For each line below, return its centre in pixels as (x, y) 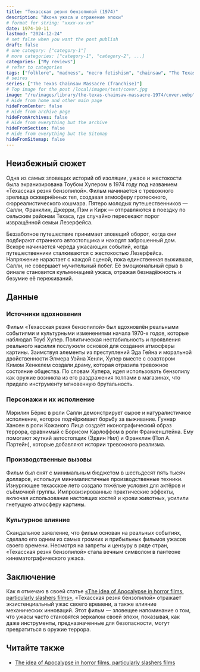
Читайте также (35, 648)
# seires (17, 78)
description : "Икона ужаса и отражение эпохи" (65, 17)
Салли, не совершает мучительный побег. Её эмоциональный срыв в (95, 266)
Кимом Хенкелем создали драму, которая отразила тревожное (87, 365)
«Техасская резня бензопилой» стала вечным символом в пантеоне (93, 552)
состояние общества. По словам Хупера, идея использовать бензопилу (98, 371)
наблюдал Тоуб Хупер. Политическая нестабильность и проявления (93, 340)
